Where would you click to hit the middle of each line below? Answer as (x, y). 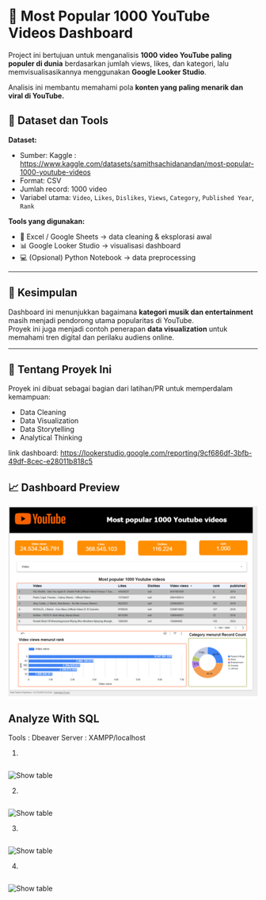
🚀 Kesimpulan (43, 293)
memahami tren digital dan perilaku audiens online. (91, 337)
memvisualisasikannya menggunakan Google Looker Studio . (108, 71)
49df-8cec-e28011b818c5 (51, 462)
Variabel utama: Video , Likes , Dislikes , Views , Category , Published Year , (137, 197)
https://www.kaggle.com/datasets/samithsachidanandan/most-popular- (137, 163)
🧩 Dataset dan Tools (59, 121)
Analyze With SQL (54, 719)
